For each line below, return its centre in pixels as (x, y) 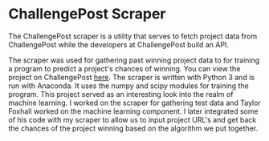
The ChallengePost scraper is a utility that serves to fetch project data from (133, 36)
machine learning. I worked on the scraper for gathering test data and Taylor (134, 103)
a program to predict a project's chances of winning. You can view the (124, 68)
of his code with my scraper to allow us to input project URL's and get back (132, 119)
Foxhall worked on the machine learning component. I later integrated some (133, 111)
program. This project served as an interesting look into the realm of (121, 94)
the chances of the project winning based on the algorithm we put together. (133, 128)
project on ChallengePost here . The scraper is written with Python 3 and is (132, 77)
